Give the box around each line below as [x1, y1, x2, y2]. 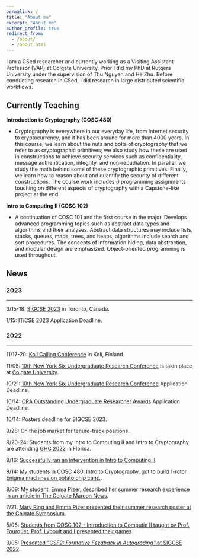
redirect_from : [6, 31, 44, 37]
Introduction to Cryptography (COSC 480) [6, 116, 113, 123]
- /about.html [11, 42, 46, 48]
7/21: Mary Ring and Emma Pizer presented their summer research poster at [6, 503, 191, 511]
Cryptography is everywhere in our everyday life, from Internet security [14, 127, 189, 135]
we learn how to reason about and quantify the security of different [14, 171, 179, 178]
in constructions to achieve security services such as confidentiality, [14, 152, 182, 160]
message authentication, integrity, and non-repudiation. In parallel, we [14, 159, 187, 166]
